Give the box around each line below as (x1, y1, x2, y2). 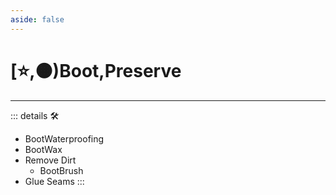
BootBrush (39, 164, 84, 176)
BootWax (24, 143, 63, 155)
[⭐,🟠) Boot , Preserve (10, 59, 182, 82)
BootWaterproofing (24, 132, 105, 145)
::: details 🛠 (10, 109, 60, 121)
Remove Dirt (24, 154, 77, 166)
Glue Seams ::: (24, 175, 85, 187)
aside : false (10, 14, 65, 25)
